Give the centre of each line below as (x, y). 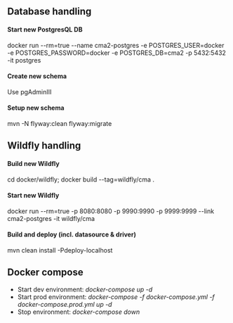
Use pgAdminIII (29, 91)
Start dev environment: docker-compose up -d (85, 289)
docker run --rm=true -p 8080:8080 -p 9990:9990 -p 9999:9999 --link (111, 211)
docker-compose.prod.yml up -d (65, 304)
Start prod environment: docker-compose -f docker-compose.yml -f (116, 297)
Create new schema (37, 76)
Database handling (49, 12)
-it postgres (24, 60)
